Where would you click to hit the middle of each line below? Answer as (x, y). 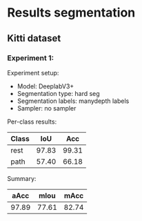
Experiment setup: (33, 73)
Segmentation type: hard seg (58, 93)
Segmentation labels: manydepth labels (73, 101)
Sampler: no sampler (47, 108)
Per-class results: (32, 122)
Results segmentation (71, 13)
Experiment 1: (30, 58)
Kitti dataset (34, 38)
